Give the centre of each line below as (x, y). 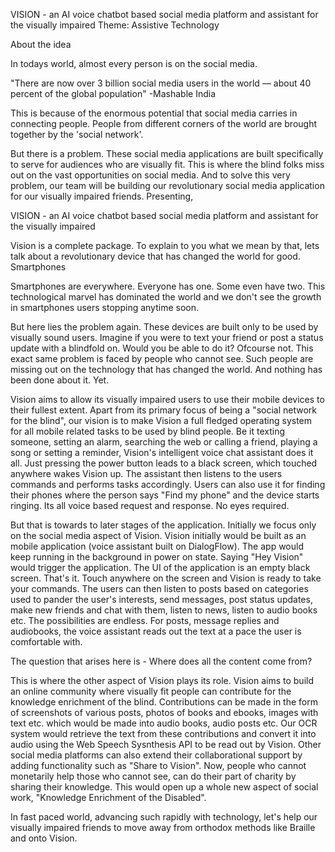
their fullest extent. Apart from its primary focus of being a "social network (163, 410)
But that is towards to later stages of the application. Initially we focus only (163, 525)
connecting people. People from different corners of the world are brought (164, 123)
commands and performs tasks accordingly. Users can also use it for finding (168, 484)
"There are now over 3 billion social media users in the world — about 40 (161, 83)
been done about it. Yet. (60, 380)
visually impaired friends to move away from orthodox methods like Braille (163, 827)
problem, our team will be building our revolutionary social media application (167, 185)
